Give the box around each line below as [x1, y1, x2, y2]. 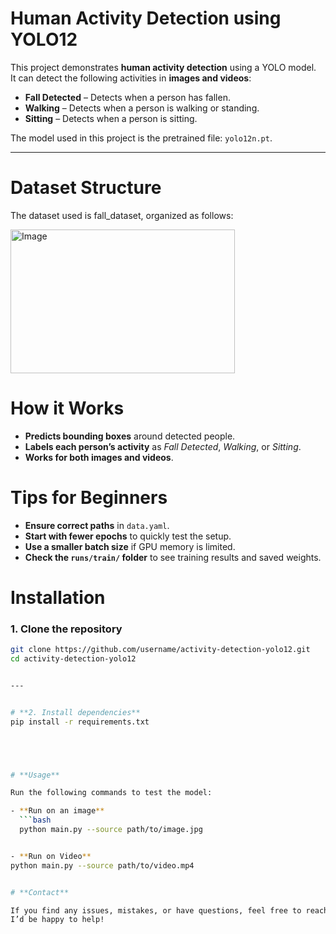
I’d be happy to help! [10, 915, 105, 925]
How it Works [10, 397, 125, 420]
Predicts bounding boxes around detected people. [24, 430, 236, 442]
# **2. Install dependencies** [10, 707, 141, 717]
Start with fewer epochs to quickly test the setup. [24, 530, 232, 542]
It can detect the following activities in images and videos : [10, 72, 252, 84]
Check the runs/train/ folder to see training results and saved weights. [24, 551, 322, 563]
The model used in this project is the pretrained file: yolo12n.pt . [10, 132, 273, 144]
